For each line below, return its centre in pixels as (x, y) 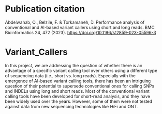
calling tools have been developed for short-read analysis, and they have (78, 96)
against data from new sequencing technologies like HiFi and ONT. (72, 106)
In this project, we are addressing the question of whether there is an (74, 65)
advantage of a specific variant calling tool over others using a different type (81, 71)
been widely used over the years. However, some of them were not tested (79, 101)
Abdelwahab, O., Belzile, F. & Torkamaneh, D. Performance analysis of (75, 22)
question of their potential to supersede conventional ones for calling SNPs (80, 86)
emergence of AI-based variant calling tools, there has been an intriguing (78, 81)
